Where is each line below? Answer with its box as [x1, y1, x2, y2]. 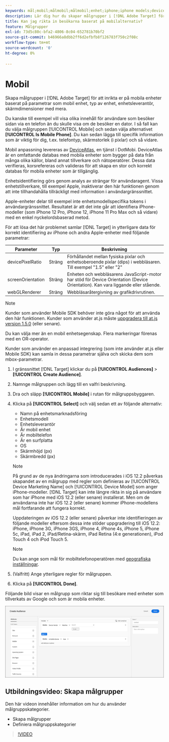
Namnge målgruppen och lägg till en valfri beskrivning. [12, 381, 127, 387]
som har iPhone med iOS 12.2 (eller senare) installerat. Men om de [12, 494, 150, 500]
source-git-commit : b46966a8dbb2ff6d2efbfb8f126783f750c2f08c [5, 35, 138, 40]
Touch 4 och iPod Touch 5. [12, 536, 69, 542]
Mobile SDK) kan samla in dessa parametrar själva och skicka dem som [5, 351, 153, 357]
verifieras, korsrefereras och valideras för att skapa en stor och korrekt [5, 163, 152, 169]
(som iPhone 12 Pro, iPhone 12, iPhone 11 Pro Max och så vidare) [24, 209, 158, 215]
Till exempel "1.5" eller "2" [67, 264, 123, 270]
